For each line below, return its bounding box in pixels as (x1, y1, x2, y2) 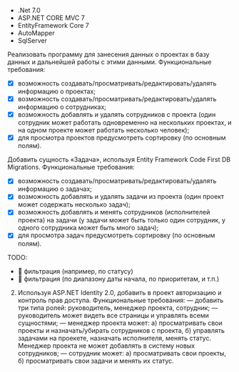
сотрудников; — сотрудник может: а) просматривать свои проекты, (17, 348, 227, 357)
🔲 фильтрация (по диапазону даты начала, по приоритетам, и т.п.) (17, 274, 220, 283)
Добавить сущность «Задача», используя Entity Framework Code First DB (7, 155, 230, 164)
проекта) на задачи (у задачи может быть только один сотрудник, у (17, 216, 226, 224)
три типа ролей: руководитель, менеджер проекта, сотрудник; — (17, 303, 218, 312)
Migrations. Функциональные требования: (7, 163, 135, 172)
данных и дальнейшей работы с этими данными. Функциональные (7, 58, 212, 66)
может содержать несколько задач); (17, 200, 131, 209)
